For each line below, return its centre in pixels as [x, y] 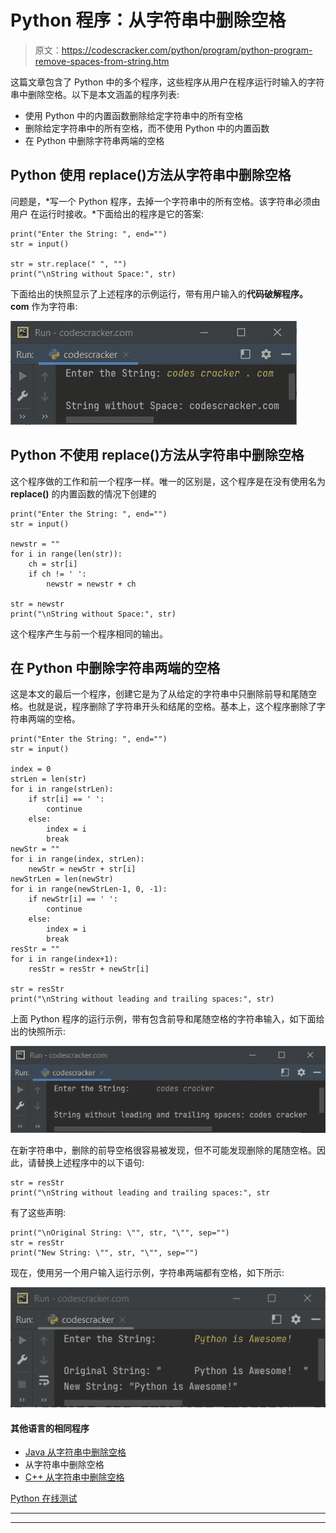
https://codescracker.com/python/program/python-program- [187, 50]
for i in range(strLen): [62, 789]
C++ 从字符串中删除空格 [74, 1477]
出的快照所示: [38, 1032]
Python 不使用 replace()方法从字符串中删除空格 [157, 455]
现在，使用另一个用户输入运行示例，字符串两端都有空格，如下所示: [147, 1272]
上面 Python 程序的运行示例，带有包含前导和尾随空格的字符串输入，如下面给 [167, 1019]
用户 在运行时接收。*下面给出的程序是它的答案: [107, 213]
